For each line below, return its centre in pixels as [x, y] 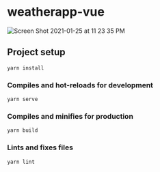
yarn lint [21, 162]
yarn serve [23, 100]
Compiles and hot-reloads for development [80, 85]
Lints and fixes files [40, 147]
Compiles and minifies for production [70, 116]
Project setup [37, 52]
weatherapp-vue [56, 12]
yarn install [26, 68]
